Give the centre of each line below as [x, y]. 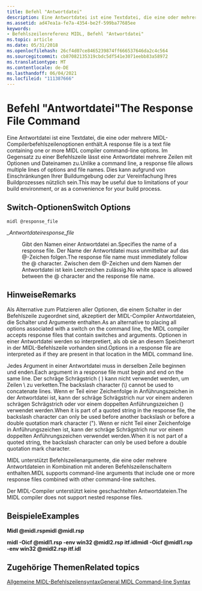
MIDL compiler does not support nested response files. [75, 497]
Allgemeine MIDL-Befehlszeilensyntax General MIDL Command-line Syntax [99, 582]
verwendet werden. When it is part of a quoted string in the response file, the [101, 410]
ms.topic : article [30, 40]
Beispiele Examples [43, 516]
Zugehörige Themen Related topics [73, 567]
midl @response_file [33, 221]
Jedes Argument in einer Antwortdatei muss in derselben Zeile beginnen [96, 365]
